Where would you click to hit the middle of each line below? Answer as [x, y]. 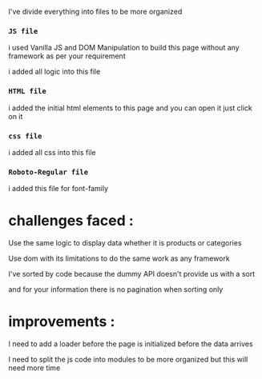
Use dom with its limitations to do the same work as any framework [119, 258]
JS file [23, 31]
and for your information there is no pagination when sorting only [116, 289]
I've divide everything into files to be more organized [95, 12]
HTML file [27, 92]
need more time [34, 368]
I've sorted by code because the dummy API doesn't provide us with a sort [132, 274]
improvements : [62, 322]
